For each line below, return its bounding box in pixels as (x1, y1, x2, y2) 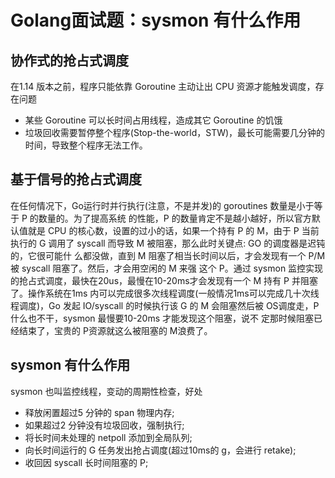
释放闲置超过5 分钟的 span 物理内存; (24, 406, 175, 418)
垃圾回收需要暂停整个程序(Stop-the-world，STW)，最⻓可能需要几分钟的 (24, 127, 326, 138)
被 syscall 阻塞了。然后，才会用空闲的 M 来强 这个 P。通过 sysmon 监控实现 (10, 262, 324, 274)
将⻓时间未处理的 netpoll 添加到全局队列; (24, 431, 193, 443)
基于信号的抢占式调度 (10, 171, 142, 188)
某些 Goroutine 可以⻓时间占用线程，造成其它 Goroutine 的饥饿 (24, 114, 283, 126)
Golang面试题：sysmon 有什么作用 (10, 9, 302, 32)
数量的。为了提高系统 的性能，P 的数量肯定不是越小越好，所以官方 (38, 212, 312, 224)
